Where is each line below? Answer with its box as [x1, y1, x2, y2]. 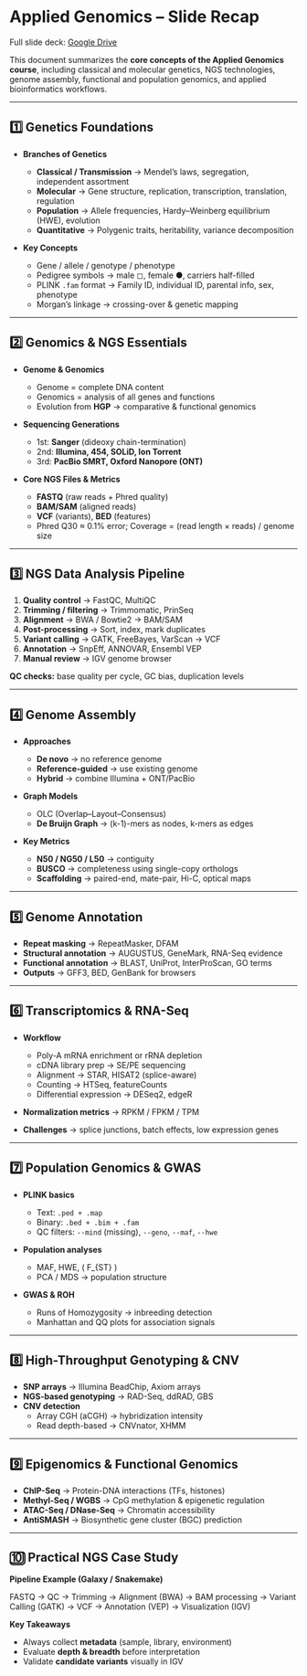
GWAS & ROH [22, 1289, 75, 1299]
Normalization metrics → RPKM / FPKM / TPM [22, 1106, 199, 1117]
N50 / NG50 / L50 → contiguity [36, 854, 154, 865]
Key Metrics [22, 836, 70, 847]
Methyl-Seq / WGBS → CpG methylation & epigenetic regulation [22, 1495, 265, 1506]
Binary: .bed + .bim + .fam [36, 1216, 140, 1227]
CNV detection [22, 1401, 80, 1412]
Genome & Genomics [22, 364, 105, 375]
